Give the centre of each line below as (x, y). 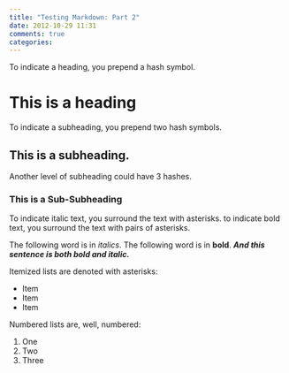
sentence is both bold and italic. (69, 255)
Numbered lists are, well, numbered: (75, 324)
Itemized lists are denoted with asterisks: (84, 271)
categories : (31, 42)
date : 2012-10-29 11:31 (53, 26)
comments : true (37, 34)
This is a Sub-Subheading (66, 199)
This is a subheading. (69, 155)
